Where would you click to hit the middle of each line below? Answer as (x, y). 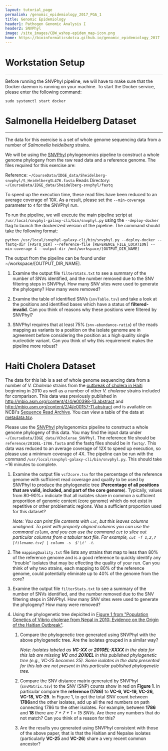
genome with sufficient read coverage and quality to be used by (78, 479)
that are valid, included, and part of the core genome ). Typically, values (87, 490)
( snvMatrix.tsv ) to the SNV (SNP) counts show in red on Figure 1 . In (90, 686)
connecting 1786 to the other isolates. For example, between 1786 (88, 707)
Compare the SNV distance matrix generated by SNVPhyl (79, 681)
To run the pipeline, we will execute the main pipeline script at (69, 215)
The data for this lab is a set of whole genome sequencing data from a (77, 380)
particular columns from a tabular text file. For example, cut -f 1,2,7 (84, 537)
